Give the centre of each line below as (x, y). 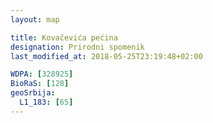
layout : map (35, 19)
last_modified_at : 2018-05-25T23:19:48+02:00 (106, 56)
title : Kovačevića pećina (64, 37)
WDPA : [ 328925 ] (42, 74)
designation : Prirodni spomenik (77, 47)
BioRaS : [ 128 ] (40, 84)
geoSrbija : (33, 93)
